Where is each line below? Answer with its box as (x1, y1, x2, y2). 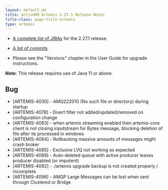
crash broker (12, 141, 39, 147)
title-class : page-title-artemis (5, 17, 76, 22)
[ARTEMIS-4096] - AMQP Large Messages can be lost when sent (12, 174, 149, 180)
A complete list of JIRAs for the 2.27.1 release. (12, 35, 108, 42)
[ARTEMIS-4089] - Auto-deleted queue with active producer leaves (12, 153, 154, 159)
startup (12, 104, 28, 110)
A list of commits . (12, 45, 49, 51)
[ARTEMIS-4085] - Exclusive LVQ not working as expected (12, 147, 135, 153)
